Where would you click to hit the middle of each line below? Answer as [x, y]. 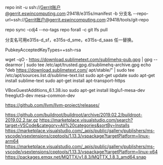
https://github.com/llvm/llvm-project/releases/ [53, 105]
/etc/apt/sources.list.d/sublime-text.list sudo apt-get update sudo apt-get [80, 75]
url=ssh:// [15, 20]
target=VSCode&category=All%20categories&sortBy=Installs [67, 125]
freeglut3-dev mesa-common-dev [40, 95]
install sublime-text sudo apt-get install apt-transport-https [65, 81]
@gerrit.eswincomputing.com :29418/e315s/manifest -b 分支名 [69, 13]
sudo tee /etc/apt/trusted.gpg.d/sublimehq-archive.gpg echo [89, 65]
